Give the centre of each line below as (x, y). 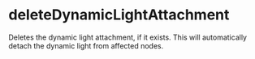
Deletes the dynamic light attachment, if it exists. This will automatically (128, 37)
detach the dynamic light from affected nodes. (86, 45)
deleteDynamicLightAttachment (119, 15)
